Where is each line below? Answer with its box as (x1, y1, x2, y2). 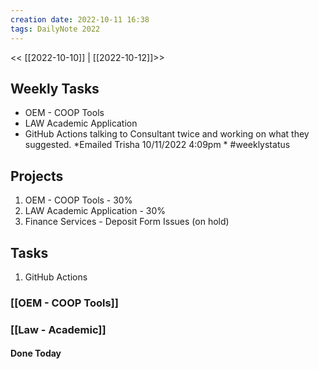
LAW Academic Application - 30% (24, 205, 167, 217)
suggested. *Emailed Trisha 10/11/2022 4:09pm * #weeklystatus (24, 139, 291, 151)
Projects (10, 167, 64, 185)
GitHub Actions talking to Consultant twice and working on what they (24, 128, 310, 140)
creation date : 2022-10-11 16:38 (10, 14, 150, 25)
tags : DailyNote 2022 (10, 24, 101, 34)
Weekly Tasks (10, 80, 100, 97)
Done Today (10, 347, 62, 360)
